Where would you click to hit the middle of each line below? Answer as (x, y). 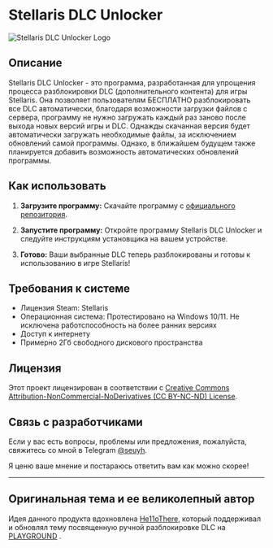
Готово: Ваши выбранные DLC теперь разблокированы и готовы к (135, 254)
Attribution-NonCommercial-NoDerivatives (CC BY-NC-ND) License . (123, 397)
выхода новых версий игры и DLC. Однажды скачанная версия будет (129, 126)
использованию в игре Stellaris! (75, 263)
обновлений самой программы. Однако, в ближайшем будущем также (132, 143)
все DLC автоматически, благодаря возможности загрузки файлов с (128, 108)
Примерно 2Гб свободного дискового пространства (111, 342)
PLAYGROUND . (35, 536)
